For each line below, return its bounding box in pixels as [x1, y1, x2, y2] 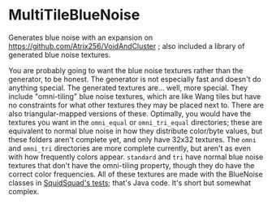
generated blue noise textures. [8, 50, 111, 59]
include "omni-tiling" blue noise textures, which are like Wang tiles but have [8, 91, 261, 101]
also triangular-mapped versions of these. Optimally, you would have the [8, 108, 252, 119]
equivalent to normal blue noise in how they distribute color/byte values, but [8, 126, 262, 136]
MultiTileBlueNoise [8, 6, 140, 24]
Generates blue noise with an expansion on [8, 33, 153, 42]
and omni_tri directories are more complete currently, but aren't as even [8, 143, 252, 153]
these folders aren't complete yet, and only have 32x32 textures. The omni [8, 134, 257, 144]
